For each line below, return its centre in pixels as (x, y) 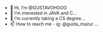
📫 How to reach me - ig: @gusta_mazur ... (54, 24)
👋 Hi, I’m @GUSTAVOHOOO (38, 8)
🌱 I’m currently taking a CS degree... (47, 18)
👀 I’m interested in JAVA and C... (43, 13)
